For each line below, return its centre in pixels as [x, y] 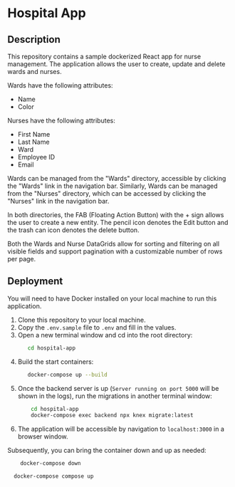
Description [34, 40]
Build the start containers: [56, 362]
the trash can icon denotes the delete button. [74, 230]
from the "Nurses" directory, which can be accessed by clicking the [107, 193]
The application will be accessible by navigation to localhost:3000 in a [121, 429]
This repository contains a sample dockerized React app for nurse [104, 56]
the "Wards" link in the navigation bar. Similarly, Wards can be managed [113, 186]
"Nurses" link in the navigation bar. [58, 201]
